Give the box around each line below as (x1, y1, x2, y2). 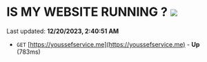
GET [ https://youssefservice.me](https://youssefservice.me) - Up (16, 40, 200, 48)
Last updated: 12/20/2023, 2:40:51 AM (6, 27, 119, 35)
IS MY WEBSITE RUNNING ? (6, 4, 168, 20)
